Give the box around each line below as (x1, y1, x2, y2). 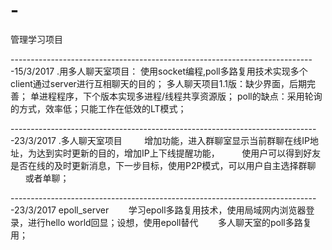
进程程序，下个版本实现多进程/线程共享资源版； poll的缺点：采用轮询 (38, 90, 323, 102)
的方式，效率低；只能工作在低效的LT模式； (10, 102, 187, 114)
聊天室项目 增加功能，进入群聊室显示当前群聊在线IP (78, 134, 310, 146)
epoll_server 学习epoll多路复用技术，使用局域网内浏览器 (58, 204, 307, 216)
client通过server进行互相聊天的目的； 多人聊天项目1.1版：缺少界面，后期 (10, 77, 308, 89)
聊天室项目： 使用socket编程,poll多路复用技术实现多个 (85, 65, 308, 77)
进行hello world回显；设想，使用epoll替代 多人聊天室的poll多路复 (27, 216, 312, 228)
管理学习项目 (10, 33, 63, 45)
